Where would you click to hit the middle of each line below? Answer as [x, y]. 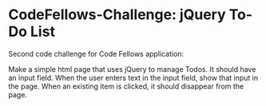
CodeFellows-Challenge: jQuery [117, 15]
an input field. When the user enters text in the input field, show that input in [133, 77]
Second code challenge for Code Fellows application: [96, 53]
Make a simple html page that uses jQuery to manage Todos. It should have [132, 69]
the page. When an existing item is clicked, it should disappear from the [126, 86]
